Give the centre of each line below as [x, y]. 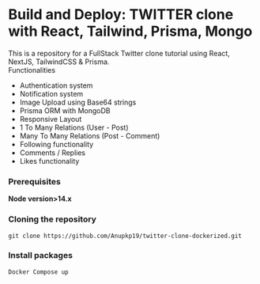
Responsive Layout [51, 119]
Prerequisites [34, 181]
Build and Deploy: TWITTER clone [121, 15]
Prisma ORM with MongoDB [65, 110]
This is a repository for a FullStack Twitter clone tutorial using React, [119, 53]
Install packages [41, 256]
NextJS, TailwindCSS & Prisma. [59, 62]
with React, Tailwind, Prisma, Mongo [130, 31]
